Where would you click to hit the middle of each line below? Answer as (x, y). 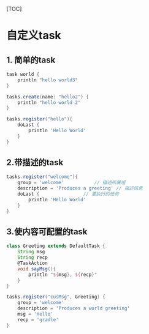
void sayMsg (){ (37, 269)
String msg (31, 252)
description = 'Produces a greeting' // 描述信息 (80, 188)
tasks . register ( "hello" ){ (39, 119)
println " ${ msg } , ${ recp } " (63, 275)
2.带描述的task (35, 162)
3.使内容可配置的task (47, 232)
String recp (32, 258)
